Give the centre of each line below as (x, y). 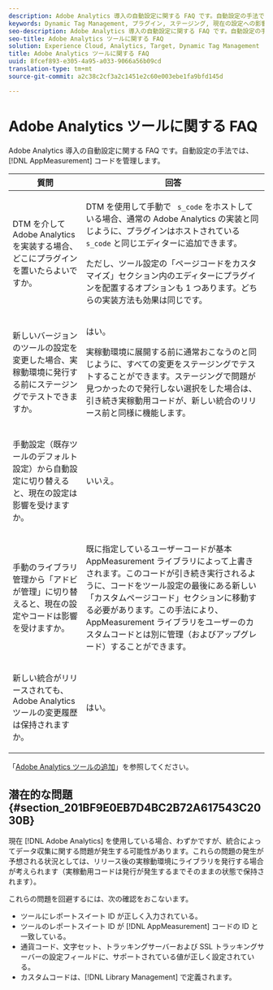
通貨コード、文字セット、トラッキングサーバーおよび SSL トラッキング (139, 947)
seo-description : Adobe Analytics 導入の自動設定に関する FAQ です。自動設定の (135, 31)
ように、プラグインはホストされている (167, 231)
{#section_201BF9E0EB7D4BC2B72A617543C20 (135, 808)
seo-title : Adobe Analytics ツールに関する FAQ (86, 39)
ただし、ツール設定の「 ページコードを (159, 263)
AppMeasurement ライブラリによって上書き (170, 561)
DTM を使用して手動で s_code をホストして (169, 206)
